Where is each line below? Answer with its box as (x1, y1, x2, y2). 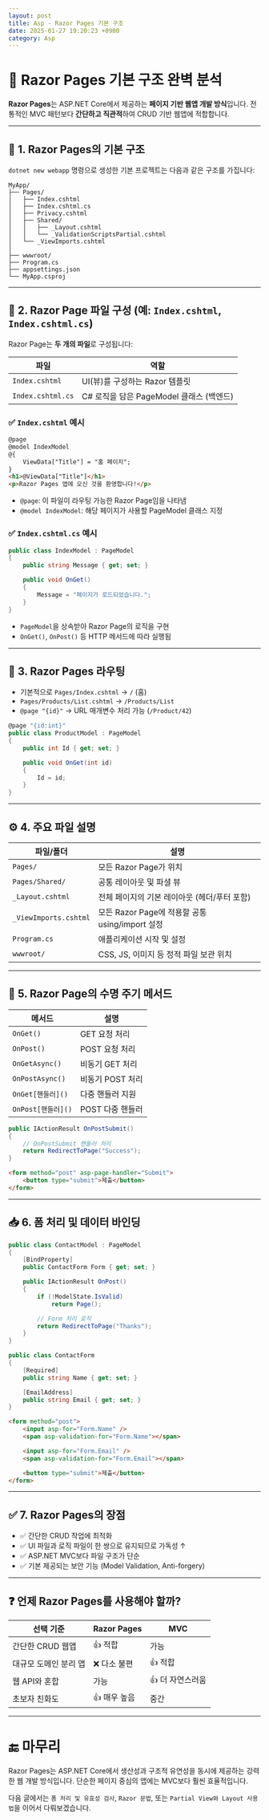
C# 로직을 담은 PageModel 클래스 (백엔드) (81, 391, 234, 402)
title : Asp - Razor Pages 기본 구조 (8, 19, 124, 27)
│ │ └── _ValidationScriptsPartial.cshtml (8, 230, 167, 238)
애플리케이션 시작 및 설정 (98, 934, 187, 945)
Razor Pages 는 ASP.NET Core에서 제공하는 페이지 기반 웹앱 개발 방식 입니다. (8, 99, 249, 109)
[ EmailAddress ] (22, 1388, 74, 1396)
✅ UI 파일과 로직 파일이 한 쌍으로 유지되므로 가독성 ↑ (19, 1541, 187, 1550)
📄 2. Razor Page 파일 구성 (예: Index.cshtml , (8, 304, 222, 318)
